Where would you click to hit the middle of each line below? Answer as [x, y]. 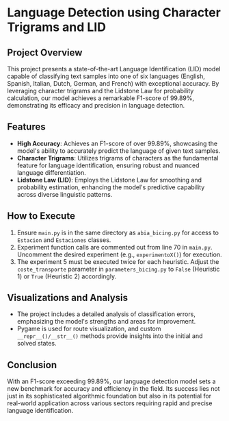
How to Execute [41, 216]
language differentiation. [52, 172]
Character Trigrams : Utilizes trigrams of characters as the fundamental [118, 158]
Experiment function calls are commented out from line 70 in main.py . [114, 247]
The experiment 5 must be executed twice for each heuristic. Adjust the [118, 261]
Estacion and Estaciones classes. [64, 240]
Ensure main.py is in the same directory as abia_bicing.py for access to [118, 232]
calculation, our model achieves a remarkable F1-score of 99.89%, [101, 98]
